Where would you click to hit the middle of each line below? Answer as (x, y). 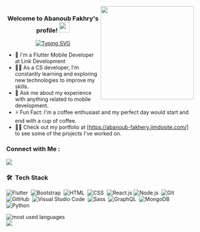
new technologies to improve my (55, 81)
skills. (22, 86)
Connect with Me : (33, 149)
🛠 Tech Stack (27, 177)
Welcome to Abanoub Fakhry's (53, 18)
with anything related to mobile (53, 99)
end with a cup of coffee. (46, 121)
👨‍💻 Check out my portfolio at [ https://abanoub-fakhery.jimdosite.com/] (101, 127)
